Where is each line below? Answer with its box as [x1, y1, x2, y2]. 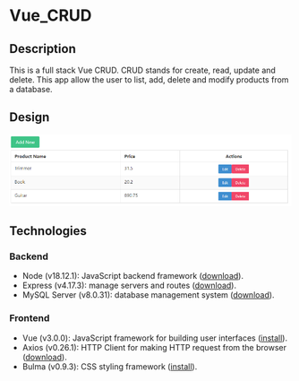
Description [9, 41, 76, 56]
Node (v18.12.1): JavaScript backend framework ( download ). [21, 271, 244, 281]
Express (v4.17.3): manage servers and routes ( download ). [21, 280, 237, 291]
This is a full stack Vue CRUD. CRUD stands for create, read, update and [9, 65, 276, 75]
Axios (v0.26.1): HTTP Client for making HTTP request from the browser [21, 342, 287, 352]
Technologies [9, 223, 88, 238]
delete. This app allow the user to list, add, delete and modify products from [9, 74, 289, 85]
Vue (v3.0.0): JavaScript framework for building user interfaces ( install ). [21, 333, 288, 343]
